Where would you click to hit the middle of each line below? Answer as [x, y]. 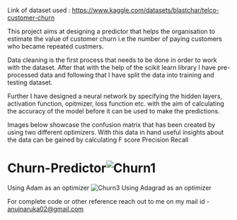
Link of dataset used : [39, 10]
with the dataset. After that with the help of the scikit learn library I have [112, 67]
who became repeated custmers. [56, 46]
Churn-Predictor [57, 168]
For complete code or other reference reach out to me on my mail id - [109, 201]
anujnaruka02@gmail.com [46, 209]
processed [23, 75]
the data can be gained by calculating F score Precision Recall [98, 140]
